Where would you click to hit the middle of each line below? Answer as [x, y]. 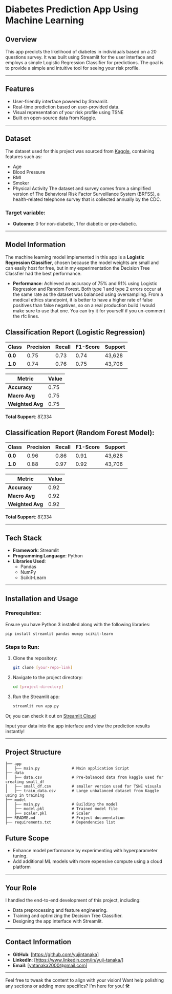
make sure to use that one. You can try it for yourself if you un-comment [89, 311]
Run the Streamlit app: [36, 697]
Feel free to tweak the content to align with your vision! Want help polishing [85, 980]
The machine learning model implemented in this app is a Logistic [75, 257]
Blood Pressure [29, 172]
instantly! [15, 731]
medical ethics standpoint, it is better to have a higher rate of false [82, 299]
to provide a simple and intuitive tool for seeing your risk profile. [72, 68]
